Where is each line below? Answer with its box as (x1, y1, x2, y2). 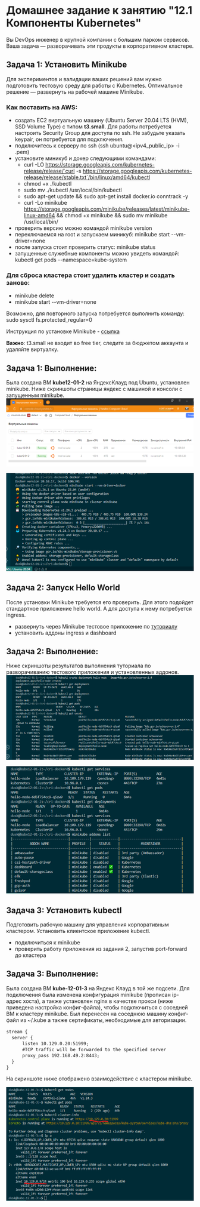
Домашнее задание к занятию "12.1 (6, 4, 192, 17)
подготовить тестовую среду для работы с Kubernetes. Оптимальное (6, 82, 183, 89)
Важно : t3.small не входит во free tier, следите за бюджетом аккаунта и (6, 340, 189, 347)
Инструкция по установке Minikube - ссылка (6, 328, 120, 335)
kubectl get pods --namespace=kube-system (14, 256, 127, 263)
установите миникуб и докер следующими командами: (14, 155, 157, 162)
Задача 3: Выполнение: (6, 969, 99, 979)
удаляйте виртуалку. (6, 346, 59, 353)
